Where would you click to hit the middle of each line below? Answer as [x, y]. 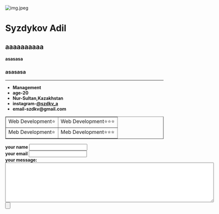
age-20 [20, 93]
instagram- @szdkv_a [35, 104]
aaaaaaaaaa [24, 47]
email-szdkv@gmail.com [39, 109]
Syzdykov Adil [36, 28]
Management [27, 88]
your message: [21, 160]
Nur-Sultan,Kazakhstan [38, 98]
